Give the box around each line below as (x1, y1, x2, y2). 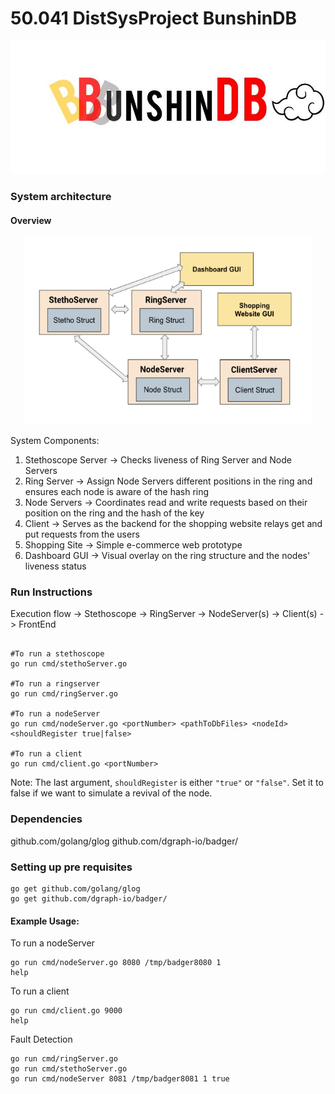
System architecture (10, 189, 112, 203)
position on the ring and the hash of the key (24, 507, 205, 519)
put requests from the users (24, 528, 140, 541)
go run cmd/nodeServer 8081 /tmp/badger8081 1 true (10, 1074, 230, 1084)
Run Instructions (10, 585, 93, 599)
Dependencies (10, 812, 83, 826)
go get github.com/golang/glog (10, 884, 141, 894)
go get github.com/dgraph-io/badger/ (10, 894, 168, 904)
